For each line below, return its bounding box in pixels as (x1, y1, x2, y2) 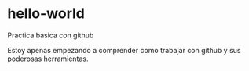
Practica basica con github (7, 30, 94, 40)
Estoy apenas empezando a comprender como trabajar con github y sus (7, 45, 241, 55)
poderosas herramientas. (7, 54, 89, 63)
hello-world (7, 5, 86, 23)
